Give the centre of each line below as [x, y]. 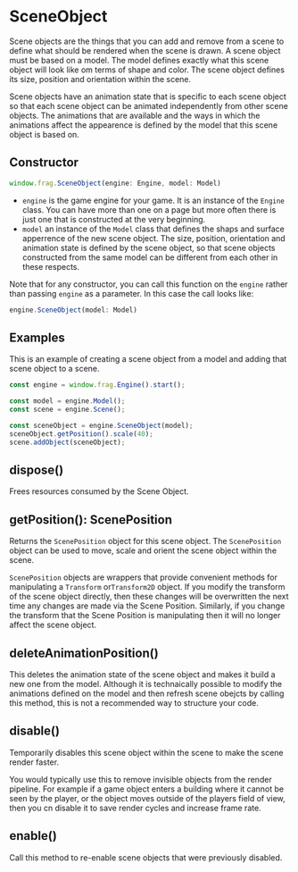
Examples [37, 337]
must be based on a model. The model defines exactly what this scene [139, 60]
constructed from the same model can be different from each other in [150, 257]
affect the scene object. [53, 625]
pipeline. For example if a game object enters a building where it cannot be [146, 789]
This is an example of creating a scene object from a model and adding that [148, 359]
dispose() [37, 470]
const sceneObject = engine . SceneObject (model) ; [101, 425]
